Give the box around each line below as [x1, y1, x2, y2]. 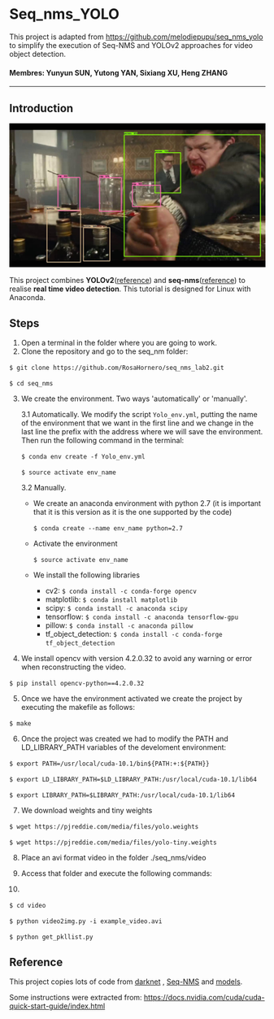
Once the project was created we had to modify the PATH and [20, 734, 228, 744]
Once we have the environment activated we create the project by [20, 694, 243, 703]
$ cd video [9, 902, 46, 910]
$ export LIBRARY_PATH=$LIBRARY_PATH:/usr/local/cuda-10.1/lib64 [9, 791, 235, 799]
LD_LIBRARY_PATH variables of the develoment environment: [20, 742, 227, 752]
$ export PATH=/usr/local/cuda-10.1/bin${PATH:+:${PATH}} [9, 760, 210, 769]
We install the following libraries [33, 570, 141, 580]
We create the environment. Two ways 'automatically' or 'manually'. [20, 394, 248, 403]
